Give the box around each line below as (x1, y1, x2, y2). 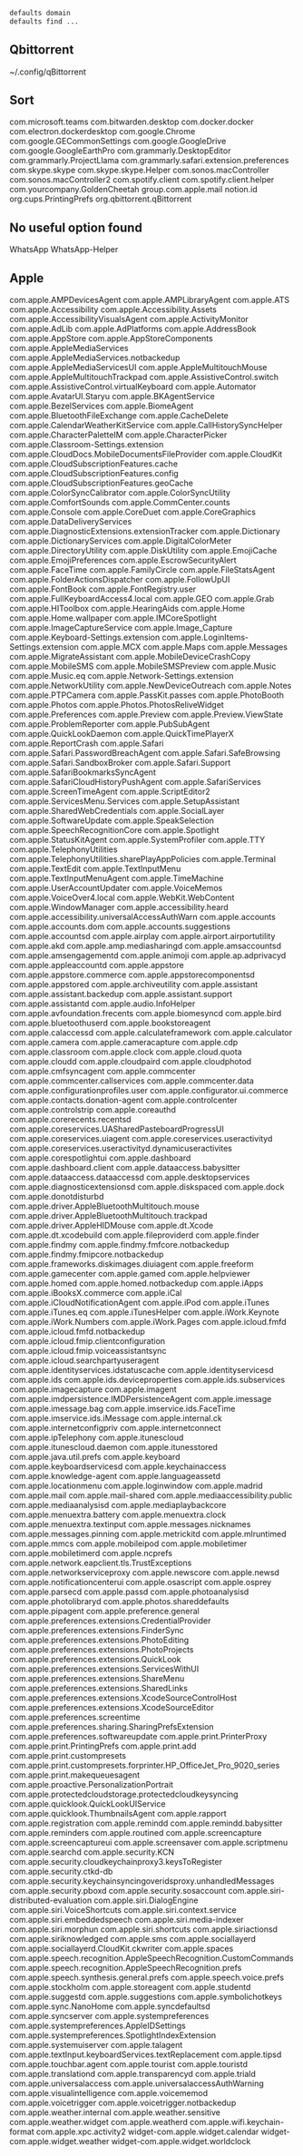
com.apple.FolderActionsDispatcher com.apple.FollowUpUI (9, 574, 230, 584)
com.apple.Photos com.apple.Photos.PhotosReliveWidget (9, 700, 224, 710)
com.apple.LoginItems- (161, 632, 249, 642)
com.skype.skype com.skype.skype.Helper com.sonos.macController (9, 164, 269, 176)
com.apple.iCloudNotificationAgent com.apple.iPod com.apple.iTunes (9, 1298, 270, 1308)
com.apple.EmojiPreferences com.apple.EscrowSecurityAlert (9, 554, 238, 565)
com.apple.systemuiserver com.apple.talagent (9, 2040, 183, 2050)
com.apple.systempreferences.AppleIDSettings (9, 2020, 186, 2031)
